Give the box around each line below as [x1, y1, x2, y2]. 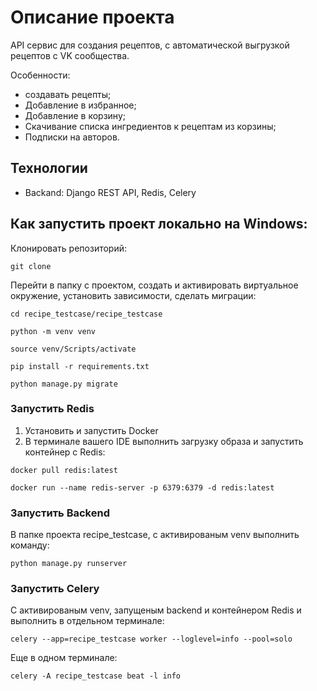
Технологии [10, 160, 88, 177]
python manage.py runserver [10, 559, 128, 569]
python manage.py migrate [10, 379, 118, 389]
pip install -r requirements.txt [10, 361, 150, 371]
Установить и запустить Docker [24, 424, 159, 436]
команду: [10, 539, 50, 551]
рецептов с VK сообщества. [10, 49, 130, 61]
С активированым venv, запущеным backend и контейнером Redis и [10, 604, 302, 616]
